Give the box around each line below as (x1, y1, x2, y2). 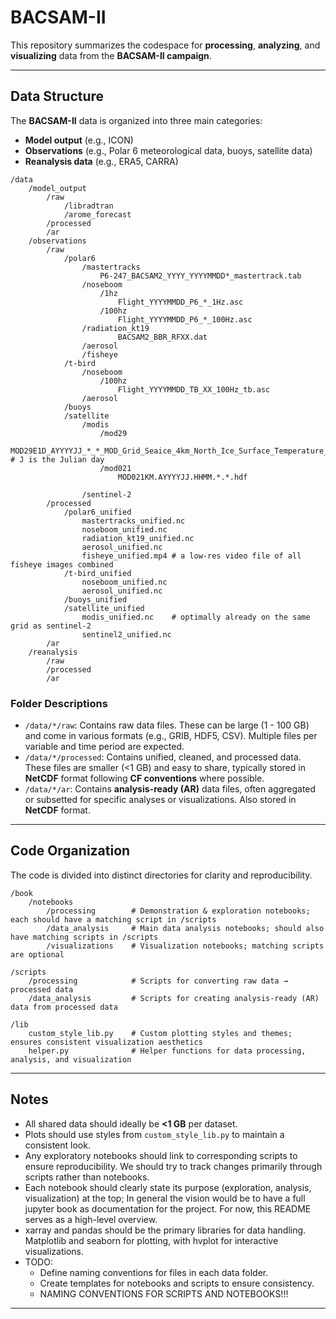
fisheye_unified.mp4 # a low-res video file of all (81, 551, 302, 561)
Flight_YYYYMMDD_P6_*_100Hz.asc (117, 314, 253, 325)
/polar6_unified (63, 507, 132, 517)
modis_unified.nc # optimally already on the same (81, 612, 311, 622)
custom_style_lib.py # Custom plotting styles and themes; (28, 1028, 293, 1038)
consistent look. (24, 1139, 91, 1151)
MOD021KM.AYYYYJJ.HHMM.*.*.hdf (117, 472, 248, 482)
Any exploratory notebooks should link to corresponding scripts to (24, 1149, 298, 1161)
